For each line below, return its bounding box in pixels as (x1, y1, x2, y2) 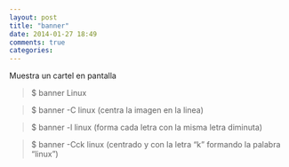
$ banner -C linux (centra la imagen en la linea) (30, 105, 205, 115)
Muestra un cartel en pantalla (9, 70, 117, 81)
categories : (9, 46, 53, 55)
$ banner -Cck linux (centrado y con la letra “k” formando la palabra (30, 139, 281, 150)
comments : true (9, 37, 66, 47)
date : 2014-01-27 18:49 (9, 29, 98, 38)
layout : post (9, 12, 58, 22)
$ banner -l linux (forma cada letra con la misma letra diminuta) (30, 122, 263, 133)
